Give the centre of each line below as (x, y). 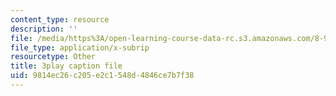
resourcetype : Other (53, 57)
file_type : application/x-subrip (80, 47)
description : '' (44, 29)
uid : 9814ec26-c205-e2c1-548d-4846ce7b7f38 (102, 76)
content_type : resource (60, 19)
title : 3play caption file (66, 66)
